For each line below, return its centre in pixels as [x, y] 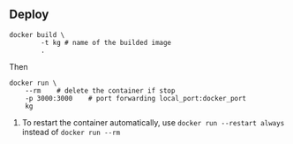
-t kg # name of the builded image [106, 42]
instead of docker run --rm [71, 132]
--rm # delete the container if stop [100, 91]
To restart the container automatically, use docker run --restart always [153, 122]
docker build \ [37, 34]
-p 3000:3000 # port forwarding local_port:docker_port [136, 98]
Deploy [29, 15]
